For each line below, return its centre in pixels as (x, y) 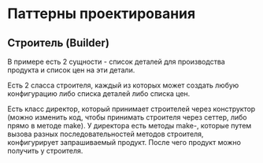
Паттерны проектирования (102, 14)
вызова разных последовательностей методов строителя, (106, 134)
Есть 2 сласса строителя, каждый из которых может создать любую (123, 85)
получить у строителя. (45, 151)
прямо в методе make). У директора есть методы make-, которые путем (130, 126)
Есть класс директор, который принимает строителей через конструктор (131, 109)
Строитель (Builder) (58, 43)
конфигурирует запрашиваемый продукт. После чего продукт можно (124, 142)
